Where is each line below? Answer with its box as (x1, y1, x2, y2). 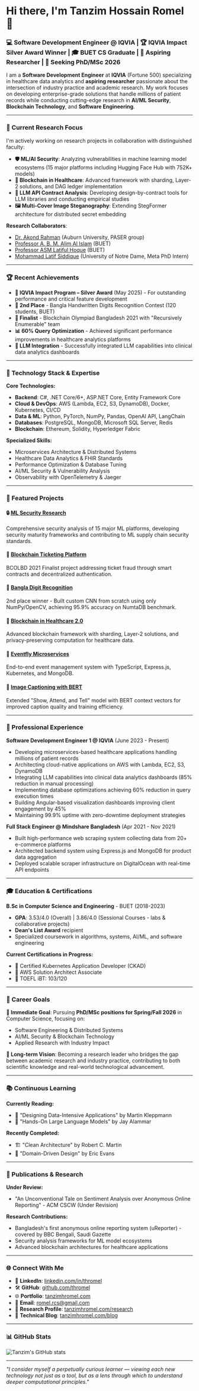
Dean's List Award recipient (14, 927, 84, 934)
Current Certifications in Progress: (6, 951, 94, 958)
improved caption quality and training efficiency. (6, 703, 124, 710)
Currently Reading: (6, 1100, 54, 1107)
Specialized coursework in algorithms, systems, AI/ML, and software (14, 933, 182, 940)
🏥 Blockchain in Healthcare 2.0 (6, 617, 84, 624)
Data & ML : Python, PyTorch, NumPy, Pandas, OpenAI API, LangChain (14, 413, 185, 420)
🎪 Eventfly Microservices (6, 650, 69, 657)
